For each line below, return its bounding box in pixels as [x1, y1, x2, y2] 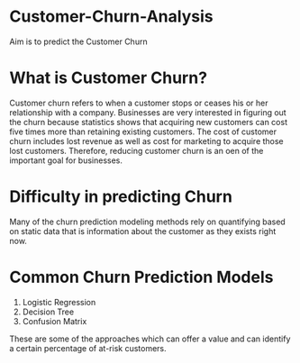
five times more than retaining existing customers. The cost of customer [9, 126, 277, 137]
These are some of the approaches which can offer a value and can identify [9, 333, 291, 344]
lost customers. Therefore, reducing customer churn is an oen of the [9, 145, 264, 156]
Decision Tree [22, 306, 75, 317]
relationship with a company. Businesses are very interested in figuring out [9, 106, 286, 118]
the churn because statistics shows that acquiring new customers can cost [9, 116, 288, 127]
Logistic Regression [22, 296, 96, 307]
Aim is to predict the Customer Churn [9, 36, 148, 47]
